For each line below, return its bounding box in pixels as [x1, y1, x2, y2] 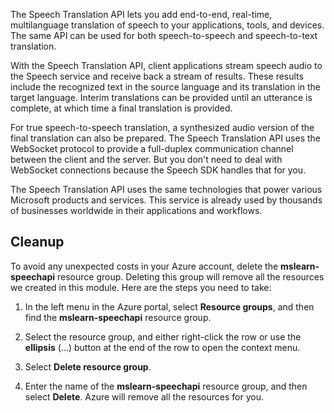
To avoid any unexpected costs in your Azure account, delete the [10, 260, 279, 272]
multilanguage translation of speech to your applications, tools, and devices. [10, 19, 325, 31]
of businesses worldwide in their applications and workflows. [10, 205, 263, 216]
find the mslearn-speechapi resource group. [24, 311, 212, 323]
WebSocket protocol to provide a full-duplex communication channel [10, 143, 294, 154]
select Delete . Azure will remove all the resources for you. [24, 390, 264, 403]
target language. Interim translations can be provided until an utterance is [10, 92, 313, 103]
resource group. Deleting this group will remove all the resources [56, 270, 325, 283]
